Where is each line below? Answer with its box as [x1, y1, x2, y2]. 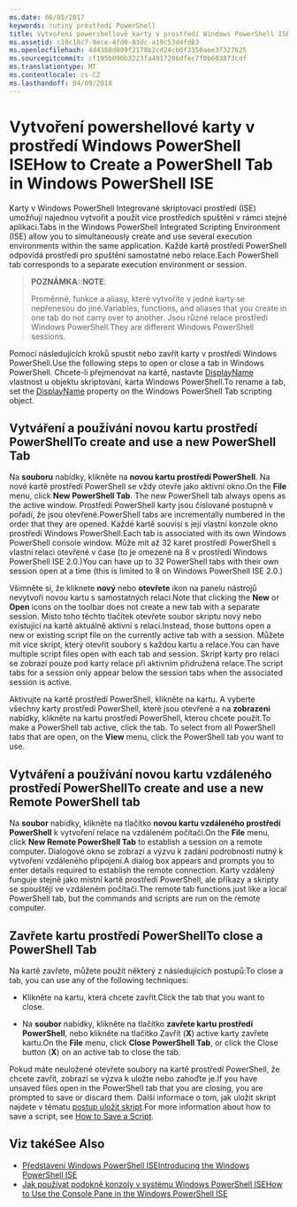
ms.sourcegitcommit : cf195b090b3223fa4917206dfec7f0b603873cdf [9, 54, 247, 63]
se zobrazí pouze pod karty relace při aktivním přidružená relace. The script [9, 658, 284, 669]
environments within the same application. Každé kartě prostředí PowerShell [9, 240, 287, 250]
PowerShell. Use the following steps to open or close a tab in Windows [9, 357, 264, 368]
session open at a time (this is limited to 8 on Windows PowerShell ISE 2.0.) [9, 565, 283, 576]
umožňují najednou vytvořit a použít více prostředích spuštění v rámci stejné [9, 211, 287, 222]
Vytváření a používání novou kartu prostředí [9, 420, 258, 435]
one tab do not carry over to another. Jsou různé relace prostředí [30, 311, 268, 323]
